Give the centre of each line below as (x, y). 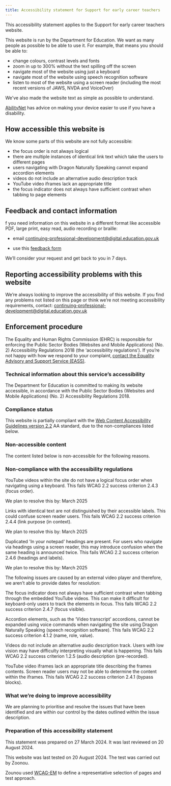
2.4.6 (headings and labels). (35, 558)
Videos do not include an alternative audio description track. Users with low (85, 645)
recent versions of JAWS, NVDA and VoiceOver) (63, 88)
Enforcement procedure (44, 327)
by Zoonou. (17, 762)
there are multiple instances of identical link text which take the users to (88, 157)
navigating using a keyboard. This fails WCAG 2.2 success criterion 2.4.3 (82, 486)
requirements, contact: (29, 306)
